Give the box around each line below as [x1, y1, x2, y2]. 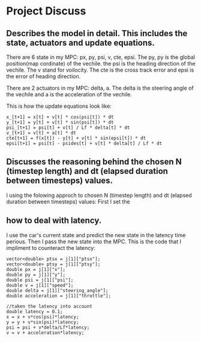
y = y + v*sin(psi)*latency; [6, 319, 79, 325]
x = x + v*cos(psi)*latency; [6, 314, 79, 320]
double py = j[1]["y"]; [6, 272, 66, 278]
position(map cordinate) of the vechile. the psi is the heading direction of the [6, 60, 196, 67]
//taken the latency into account [6, 303, 93, 309]
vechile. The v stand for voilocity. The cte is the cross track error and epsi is [6, 66, 194, 73]
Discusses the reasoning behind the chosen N [6, 157, 182, 167]
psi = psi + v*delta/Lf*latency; [6, 324, 90, 331]
